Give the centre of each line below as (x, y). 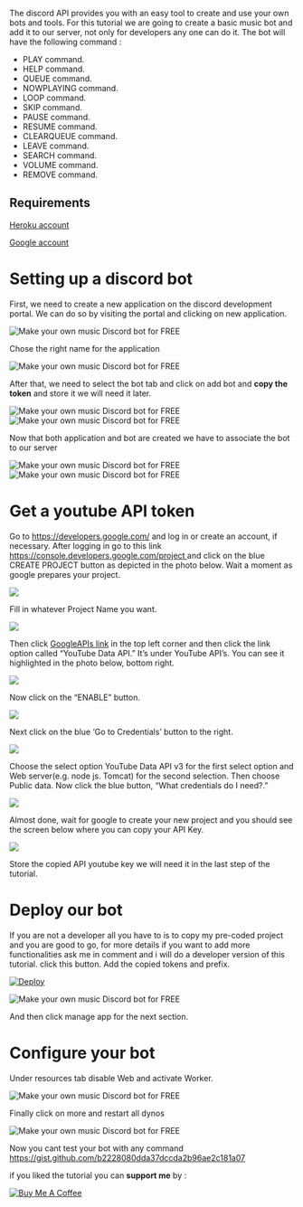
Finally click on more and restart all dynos (87, 1113)
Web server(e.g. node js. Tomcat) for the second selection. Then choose (145, 776)
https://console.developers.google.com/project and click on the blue (137, 555)
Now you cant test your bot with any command (96, 1148)
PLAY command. (53, 59)
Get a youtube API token (102, 511)
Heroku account (39, 224)
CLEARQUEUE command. (70, 136)
